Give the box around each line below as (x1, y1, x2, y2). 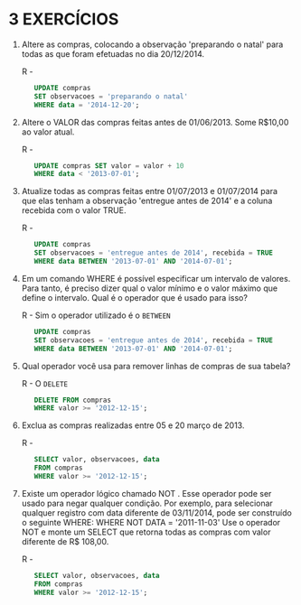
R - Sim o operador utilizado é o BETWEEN (21, 310, 171, 321)
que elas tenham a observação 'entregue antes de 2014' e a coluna (21, 195, 273, 207)
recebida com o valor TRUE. (21, 205, 127, 216)
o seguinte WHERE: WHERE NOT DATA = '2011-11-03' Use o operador (21, 517, 281, 527)
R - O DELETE (21, 377, 69, 388)
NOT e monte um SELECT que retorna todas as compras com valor (21, 526, 271, 537)
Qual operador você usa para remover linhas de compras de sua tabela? (21, 360, 291, 371)
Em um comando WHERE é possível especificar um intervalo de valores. (21, 273, 291, 284)
